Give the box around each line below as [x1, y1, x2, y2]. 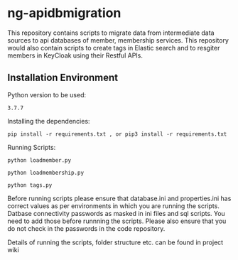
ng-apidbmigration [7, 5, 121, 21]
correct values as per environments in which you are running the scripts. [7, 201, 220, 210]
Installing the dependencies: [7, 117, 90, 125]
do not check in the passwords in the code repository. [7, 224, 166, 232]
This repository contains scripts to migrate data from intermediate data [7, 28, 215, 37]
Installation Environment [7, 72, 119, 84]
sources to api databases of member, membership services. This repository [7, 36, 229, 44]
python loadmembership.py [7, 169, 84, 176]
